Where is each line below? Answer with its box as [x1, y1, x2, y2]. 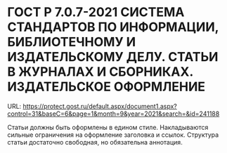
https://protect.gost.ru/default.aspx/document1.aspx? [22, 102, 177, 110]
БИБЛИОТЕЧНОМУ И [7, 34, 136, 50]
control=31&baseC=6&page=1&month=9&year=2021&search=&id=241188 [7, 109, 220, 118]
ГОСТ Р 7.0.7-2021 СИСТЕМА [7, 4, 185, 20]
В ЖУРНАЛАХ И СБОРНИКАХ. [7, 64, 193, 80]
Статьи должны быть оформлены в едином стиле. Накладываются [7, 123, 209, 131]
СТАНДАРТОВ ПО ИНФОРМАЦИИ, [7, 19, 219, 35]
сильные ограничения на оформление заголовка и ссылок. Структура [7, 131, 219, 139]
